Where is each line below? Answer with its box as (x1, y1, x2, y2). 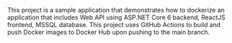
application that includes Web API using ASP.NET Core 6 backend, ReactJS (7, 13, 226, 21)
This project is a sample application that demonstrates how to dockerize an (7, 6, 225, 14)
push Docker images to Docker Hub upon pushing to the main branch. (7, 28, 210, 36)
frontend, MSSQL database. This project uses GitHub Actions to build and (7, 21, 221, 28)
